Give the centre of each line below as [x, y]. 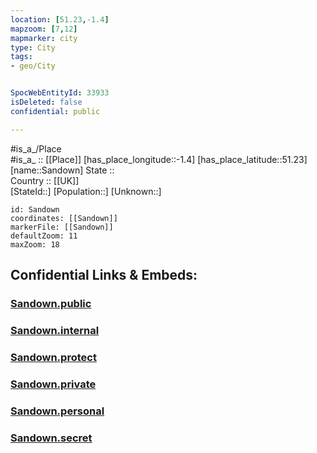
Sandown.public [51, 303]
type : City [33, 47]
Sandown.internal [55, 330]
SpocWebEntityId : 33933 [60, 93]
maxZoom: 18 [35, 244]
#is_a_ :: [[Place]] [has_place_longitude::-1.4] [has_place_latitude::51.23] [159, 159]
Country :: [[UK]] [45, 180]
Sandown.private [53, 384]
